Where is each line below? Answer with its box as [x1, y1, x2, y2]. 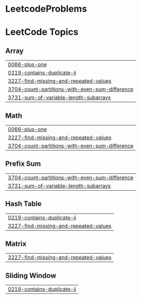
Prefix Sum [5, 160, 41, 168]
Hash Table [5, 199, 42, 208]
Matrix [5, 240, 26, 248]
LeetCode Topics [5, 26, 79, 38]
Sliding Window [5, 271, 57, 280]
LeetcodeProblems [5, 3, 88, 15]
